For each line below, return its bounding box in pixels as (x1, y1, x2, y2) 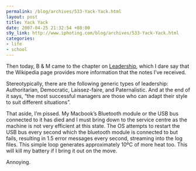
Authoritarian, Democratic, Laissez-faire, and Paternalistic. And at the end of (6, 86, 190, 93)
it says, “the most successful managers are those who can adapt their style (6, 92, 188, 99)
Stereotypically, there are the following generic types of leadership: (6, 80, 169, 87)
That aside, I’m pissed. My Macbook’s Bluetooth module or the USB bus (6, 110, 179, 117)
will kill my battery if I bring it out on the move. (6, 147, 118, 154)
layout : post (6, 14, 38, 20)
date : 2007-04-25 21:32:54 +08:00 (6, 25, 91, 31)
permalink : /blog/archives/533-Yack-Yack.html (6, 8, 122, 15)
